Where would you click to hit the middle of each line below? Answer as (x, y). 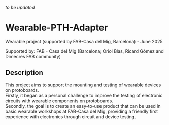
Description (24, 73)
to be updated (20, 7)
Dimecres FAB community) (33, 56)
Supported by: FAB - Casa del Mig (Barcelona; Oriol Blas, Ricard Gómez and (84, 51)
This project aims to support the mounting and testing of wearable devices (83, 85)
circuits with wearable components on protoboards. (59, 101)
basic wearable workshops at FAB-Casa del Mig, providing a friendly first (82, 111)
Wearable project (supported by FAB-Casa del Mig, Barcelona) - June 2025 (84, 41)
